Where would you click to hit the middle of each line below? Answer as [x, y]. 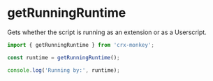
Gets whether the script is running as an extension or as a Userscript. [107, 32]
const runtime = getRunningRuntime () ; [64, 57]
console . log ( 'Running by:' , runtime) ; [64, 70]
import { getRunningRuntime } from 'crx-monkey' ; [81, 45]
